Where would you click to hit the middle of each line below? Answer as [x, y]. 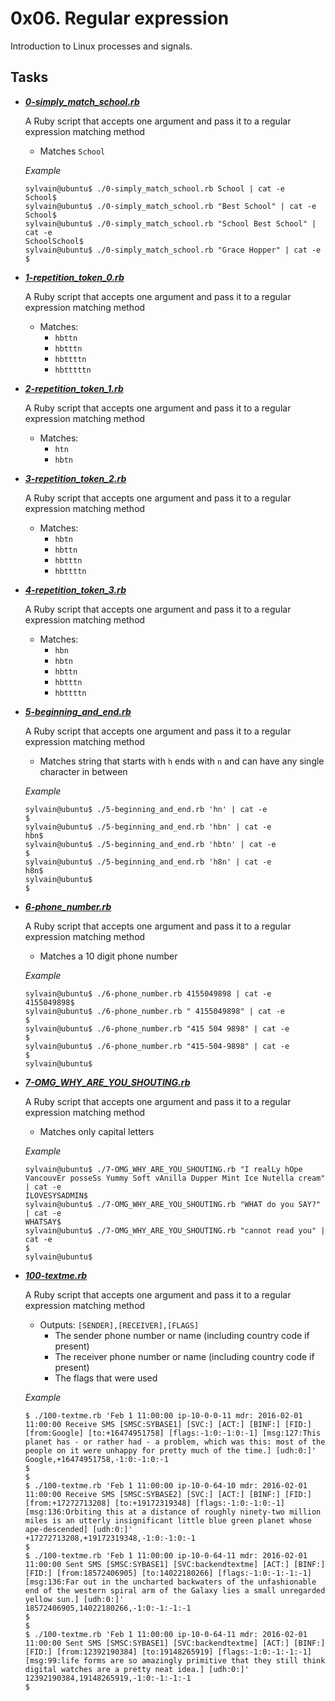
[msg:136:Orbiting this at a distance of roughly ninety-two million [173, 1512]
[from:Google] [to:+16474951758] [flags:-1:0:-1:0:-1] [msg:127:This [173, 1433]
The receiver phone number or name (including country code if [184, 1356]
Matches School [72, 151]
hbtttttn [73, 370]
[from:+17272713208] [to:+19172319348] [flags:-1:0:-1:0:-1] [155, 1503]
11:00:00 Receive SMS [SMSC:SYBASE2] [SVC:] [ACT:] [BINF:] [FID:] [168, 1494]
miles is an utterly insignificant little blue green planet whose [168, 1520]
